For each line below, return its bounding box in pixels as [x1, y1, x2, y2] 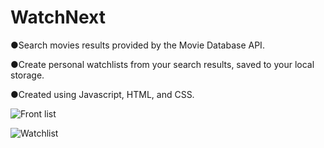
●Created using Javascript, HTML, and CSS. [10, 88, 195, 100]
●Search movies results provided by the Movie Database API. [10, 39, 265, 51]
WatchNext [10, 6, 106, 29]
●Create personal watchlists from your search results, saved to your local [10, 58, 315, 70]
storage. [10, 69, 45, 81]
